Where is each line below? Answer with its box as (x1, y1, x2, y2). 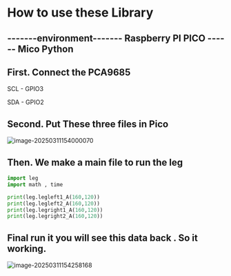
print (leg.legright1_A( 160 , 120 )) (7, 206, 103, 213)
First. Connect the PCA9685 (7, 66, 131, 78)
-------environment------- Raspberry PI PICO (7, 32, 205, 44)
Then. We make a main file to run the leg (7, 157, 183, 168)
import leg (7, 175, 39, 182)
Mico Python (17, 43, 74, 55)
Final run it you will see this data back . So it (7, 232, 198, 244)
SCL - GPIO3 (7, 85, 43, 93)
